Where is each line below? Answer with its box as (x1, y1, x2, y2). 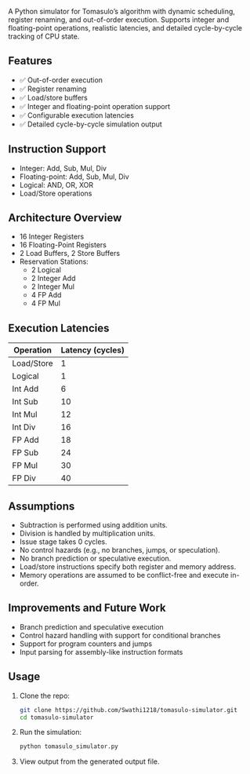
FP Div (12, 473, 37, 484)
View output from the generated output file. (19, 757, 160, 766)
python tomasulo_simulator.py (19, 743, 119, 750)
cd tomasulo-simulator (19, 714, 94, 721)
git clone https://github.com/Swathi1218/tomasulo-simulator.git (19, 706, 237, 714)
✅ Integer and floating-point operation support (19, 101, 171, 111)
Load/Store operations (19, 188, 92, 198)
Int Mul (12, 409, 38, 420)
